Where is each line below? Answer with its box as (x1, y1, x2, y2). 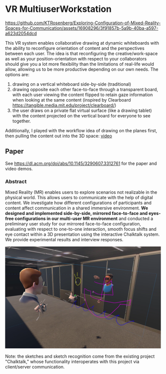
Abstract (5, 178, 27, 185)
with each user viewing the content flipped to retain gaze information (12, 92, 153, 98)
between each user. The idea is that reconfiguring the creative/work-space (5, 51, 158, 56)
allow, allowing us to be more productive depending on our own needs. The (5, 66, 159, 72)
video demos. (5, 165, 33, 171)
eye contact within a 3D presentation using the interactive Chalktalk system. (5, 231, 160, 237)
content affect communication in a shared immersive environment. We (5, 205, 148, 211)
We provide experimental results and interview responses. (5, 237, 124, 243)
